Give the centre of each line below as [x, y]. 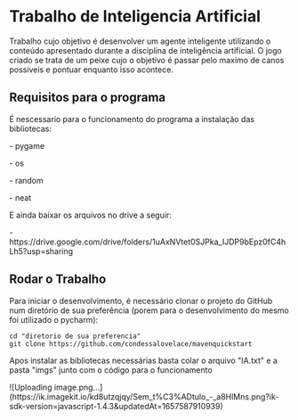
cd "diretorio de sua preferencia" [75, 336]
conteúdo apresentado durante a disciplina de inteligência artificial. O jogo [145, 50]
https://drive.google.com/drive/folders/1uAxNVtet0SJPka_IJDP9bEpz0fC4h [148, 242]
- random [27, 180]
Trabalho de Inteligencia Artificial [135, 16]
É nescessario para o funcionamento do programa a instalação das [132, 119]
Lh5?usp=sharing [41, 251]
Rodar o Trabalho [58, 280]
